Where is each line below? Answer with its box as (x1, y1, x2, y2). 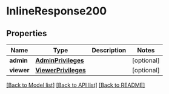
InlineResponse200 (6, 4, 107, 18)
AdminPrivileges (35, 56, 84, 64)
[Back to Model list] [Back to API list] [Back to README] (6, 81, 145, 89)
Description (91, 46, 127, 54)
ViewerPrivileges (35, 66, 86, 74)
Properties (6, 28, 47, 39)
